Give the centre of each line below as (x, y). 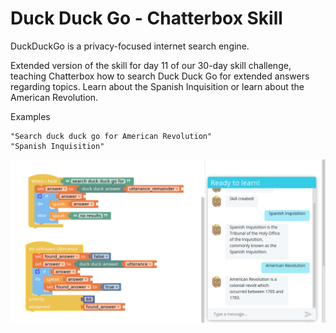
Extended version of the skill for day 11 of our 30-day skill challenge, (151, 65)
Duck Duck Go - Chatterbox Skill (146, 18)
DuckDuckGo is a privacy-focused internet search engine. (130, 46)
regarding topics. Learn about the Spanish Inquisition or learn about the (157, 86)
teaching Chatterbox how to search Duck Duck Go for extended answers (160, 76)
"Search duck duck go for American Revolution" (111, 136)
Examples (30, 116)
